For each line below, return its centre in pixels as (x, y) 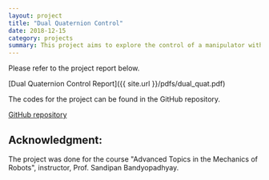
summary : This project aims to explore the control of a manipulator (127, 46)
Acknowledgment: (55, 140)
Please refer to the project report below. (74, 68)
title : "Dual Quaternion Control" (66, 23)
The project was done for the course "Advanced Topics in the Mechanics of (133, 159)
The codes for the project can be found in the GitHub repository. (114, 99)
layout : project (35, 16)
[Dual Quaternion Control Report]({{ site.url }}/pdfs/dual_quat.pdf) (117, 84)
